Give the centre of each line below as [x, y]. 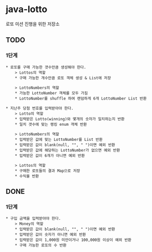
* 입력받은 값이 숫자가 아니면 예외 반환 [50, 235]
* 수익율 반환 [27, 176]
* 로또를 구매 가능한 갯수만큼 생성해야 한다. [46, 67]
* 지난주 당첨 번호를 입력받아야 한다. [40, 108]
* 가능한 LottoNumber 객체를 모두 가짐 [51, 93]
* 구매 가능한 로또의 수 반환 [41, 245]
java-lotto [27, 9]
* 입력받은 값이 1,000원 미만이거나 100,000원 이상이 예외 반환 [73, 240]
